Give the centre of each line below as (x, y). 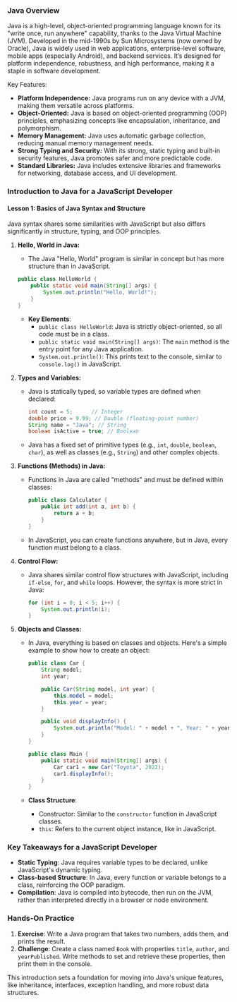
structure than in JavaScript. (69, 266)
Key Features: (27, 85)
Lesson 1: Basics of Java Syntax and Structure (77, 208)
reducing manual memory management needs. (85, 143)
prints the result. (41, 941)
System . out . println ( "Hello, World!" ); (100, 292)
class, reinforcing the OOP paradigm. (71, 885)
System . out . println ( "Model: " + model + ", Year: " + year (142, 728)
